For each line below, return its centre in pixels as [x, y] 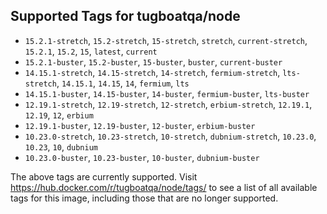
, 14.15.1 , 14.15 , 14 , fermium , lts [123, 83]
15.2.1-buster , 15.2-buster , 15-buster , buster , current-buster [153, 61]
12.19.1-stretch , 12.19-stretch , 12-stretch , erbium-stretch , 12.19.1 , [168, 104]
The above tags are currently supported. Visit [104, 176]
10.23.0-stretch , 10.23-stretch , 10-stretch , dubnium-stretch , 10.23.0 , [170, 136]
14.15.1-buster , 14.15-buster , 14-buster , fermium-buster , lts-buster [167, 93]
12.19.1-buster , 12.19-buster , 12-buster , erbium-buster [140, 125]
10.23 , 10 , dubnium [61, 146]
